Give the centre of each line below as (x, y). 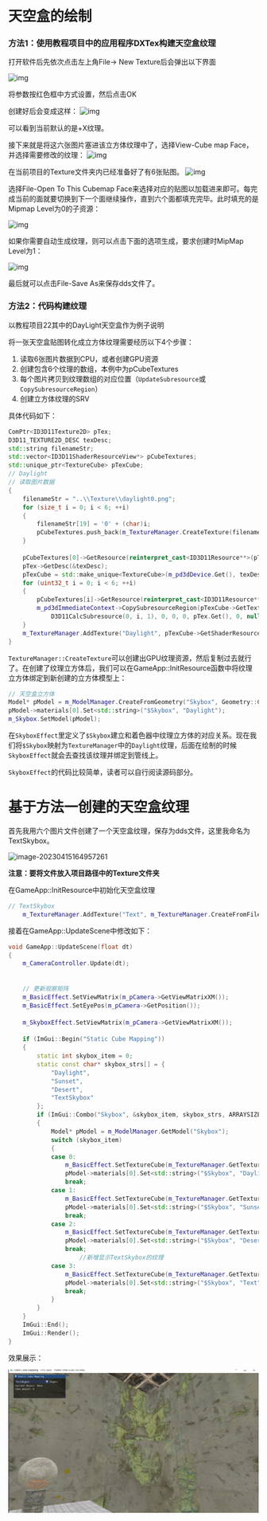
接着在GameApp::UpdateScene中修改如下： (80, 931)
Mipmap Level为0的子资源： (54, 209)
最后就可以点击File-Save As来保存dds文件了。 (84, 283)
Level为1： (25, 251)
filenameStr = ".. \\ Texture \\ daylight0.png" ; (99, 499)
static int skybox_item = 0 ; (85, 1056)
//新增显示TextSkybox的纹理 (122, 1258)
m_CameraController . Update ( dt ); (76, 964)
